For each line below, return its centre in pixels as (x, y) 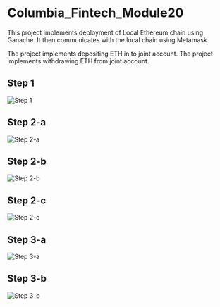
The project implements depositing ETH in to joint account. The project (110, 54)
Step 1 (21, 83)
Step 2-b (27, 161)
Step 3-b (27, 278)
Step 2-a (27, 122)
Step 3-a (27, 240)
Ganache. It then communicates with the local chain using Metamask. (108, 39)
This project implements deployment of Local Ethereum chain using (105, 32)
